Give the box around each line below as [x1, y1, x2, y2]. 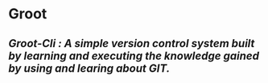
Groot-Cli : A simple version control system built [8, 37, 255, 50]
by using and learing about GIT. [8, 61, 171, 75]
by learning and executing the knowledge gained [8, 49, 260, 62]
